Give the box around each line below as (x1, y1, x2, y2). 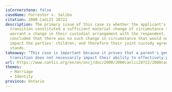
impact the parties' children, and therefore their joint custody (10, 41, 155, 46)
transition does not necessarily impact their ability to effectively (10, 55, 164, 60)
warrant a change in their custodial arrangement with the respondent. (10, 31, 166, 36)
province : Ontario (5, 79, 45, 84)
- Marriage (10, 70, 33, 75)
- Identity (10, 74, 33, 79)
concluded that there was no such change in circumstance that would (10, 36, 161, 41)
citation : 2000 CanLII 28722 (5, 17, 68, 22)
